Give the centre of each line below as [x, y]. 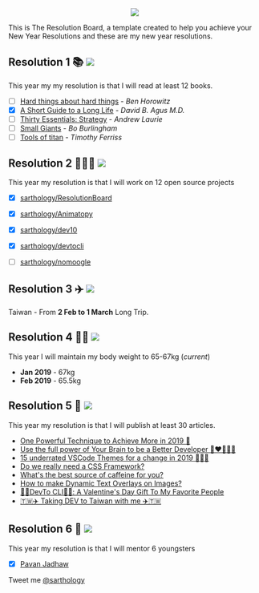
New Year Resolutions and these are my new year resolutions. [111, 36]
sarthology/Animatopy [57, 214]
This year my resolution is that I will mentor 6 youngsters [102, 548]
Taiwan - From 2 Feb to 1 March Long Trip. [79, 313]
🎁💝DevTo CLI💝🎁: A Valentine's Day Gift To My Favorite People [122, 491]
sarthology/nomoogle [55, 262]
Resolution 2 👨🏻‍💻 [52, 163]
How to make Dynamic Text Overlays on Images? [101, 483]
